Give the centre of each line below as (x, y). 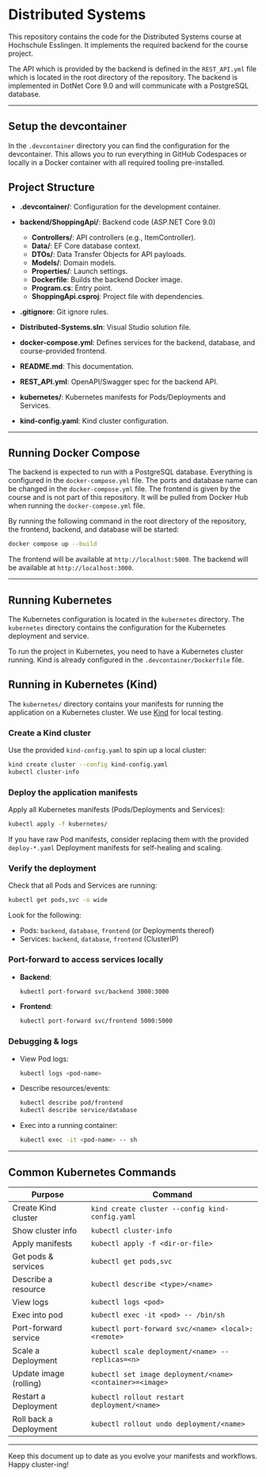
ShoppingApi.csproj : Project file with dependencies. (118, 296)
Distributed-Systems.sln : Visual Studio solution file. (105, 327)
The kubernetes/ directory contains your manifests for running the (116, 704)
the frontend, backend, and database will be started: (94, 530)
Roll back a (32, 1419)
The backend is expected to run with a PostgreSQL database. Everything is (131, 472)
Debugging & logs (43, 1042)
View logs (30, 1302)
